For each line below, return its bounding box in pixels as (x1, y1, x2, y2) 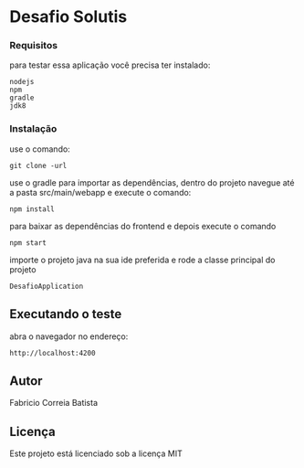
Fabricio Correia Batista (9, 398, 99, 409)
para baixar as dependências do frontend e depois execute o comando (9, 220, 277, 231)
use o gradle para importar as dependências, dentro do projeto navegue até (9, 176, 295, 188)
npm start (9, 238, 47, 248)
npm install (9, 204, 55, 214)
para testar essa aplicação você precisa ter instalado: (9, 59, 211, 70)
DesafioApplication (9, 282, 84, 291)
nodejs (9, 78, 35, 87)
